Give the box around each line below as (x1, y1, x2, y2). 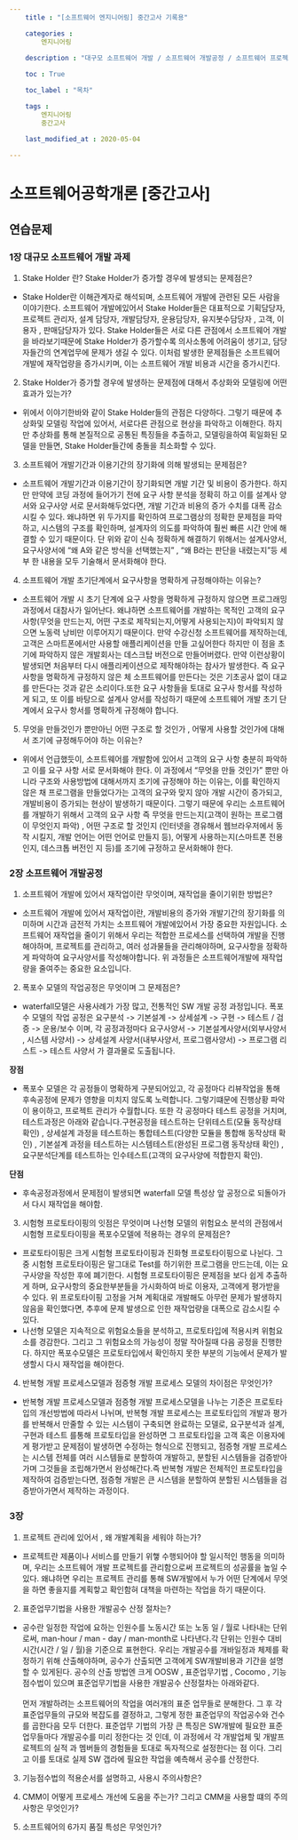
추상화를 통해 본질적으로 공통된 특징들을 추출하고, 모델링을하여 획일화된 (31, 429, 278, 440)
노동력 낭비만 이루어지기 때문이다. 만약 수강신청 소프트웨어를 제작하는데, (38, 628, 288, 638)
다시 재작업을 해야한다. (45, 1359, 125, 1370)
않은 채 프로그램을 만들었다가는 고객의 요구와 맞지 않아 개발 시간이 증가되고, (21, 788, 283, 798)
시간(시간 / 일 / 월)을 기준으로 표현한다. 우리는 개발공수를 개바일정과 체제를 (21, 1644, 279, 1654)
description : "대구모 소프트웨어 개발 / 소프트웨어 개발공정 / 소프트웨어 (25, 54, 267, 63)
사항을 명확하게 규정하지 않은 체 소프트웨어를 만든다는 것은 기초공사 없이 (21, 672, 271, 683)
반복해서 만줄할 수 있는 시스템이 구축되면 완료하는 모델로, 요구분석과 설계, (31, 1419, 286, 1429)
